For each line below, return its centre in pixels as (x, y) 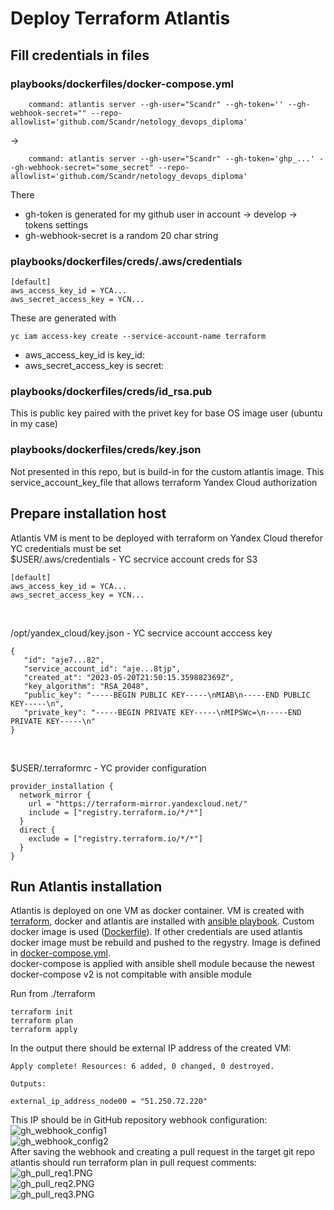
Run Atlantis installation (86, 886)
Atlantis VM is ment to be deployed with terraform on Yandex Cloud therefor (166, 538)
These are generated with (63, 318)
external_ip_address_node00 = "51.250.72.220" (109, 1102)
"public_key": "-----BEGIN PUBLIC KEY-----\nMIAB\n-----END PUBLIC (167, 695)
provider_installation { (62, 786)
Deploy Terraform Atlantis (120, 18)
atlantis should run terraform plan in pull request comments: (133, 1163)
